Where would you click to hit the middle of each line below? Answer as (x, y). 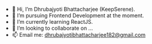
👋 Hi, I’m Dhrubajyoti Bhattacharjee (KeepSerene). (74, 9)
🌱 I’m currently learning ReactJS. (52, 22)
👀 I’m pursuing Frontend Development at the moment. (78, 15)
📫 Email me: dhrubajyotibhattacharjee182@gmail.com (79, 35)
